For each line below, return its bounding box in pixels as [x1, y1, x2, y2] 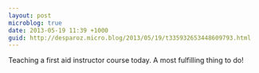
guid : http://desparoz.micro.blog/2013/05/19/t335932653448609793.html [8, 33, 251, 42]
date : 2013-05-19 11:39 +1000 [8, 26, 109, 34]
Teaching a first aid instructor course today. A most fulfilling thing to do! [8, 56, 245, 65]
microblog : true [8, 19, 62, 27]
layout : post [8, 11, 52, 20]
